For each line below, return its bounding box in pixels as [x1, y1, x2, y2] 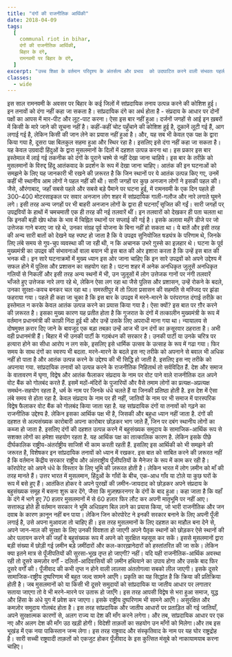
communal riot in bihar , [19, 36, 91, 43]
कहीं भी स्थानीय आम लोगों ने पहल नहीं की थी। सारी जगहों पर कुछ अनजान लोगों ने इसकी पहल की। [7, 177, 222, 185]
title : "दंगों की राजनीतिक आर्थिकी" [7, 10, 89, 17]
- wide [13, 81, 32, 88]
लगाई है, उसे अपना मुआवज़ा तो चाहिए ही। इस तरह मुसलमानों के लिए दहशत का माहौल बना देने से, [7, 518, 216, 527]
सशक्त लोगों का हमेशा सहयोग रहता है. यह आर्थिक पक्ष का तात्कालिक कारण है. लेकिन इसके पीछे [7, 433, 211, 441]
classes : [7, 74, 32, 81]
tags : [7, 23, 23, 30]
